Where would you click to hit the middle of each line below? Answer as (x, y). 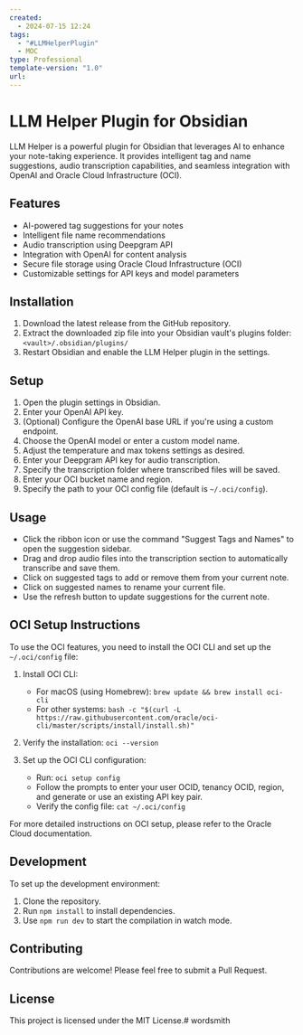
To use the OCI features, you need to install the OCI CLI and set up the (140, 646)
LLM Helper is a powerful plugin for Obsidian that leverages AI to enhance (147, 146)
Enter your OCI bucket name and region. (98, 479)
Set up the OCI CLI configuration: (84, 759)
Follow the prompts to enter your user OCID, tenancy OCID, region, (160, 786)
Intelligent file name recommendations (94, 235)
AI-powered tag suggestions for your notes (103, 225)
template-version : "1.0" (56, 69)
